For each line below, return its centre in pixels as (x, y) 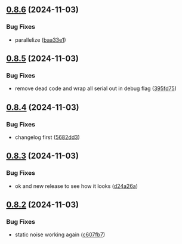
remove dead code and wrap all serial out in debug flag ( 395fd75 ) (96, 88)
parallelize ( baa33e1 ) (41, 40)
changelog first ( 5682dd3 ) (47, 137)
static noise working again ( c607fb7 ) (60, 234)
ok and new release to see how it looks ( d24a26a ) (76, 186)
